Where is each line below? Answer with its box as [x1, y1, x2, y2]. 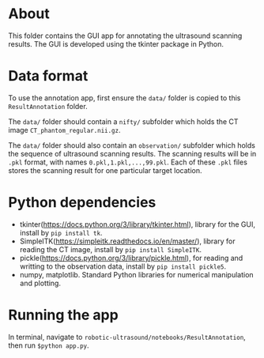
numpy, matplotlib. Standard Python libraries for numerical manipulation [19, 269, 255, 279]
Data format [8, 67, 89, 85]
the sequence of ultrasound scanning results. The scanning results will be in [8, 149, 257, 158]
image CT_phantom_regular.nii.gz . [8, 125, 121, 134]
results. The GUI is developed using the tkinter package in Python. [8, 39, 224, 48]
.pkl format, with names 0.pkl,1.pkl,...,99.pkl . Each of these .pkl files [8, 157, 247, 167]
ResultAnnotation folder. [8, 101, 89, 111]
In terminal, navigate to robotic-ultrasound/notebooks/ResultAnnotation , [8, 332, 247, 341]
